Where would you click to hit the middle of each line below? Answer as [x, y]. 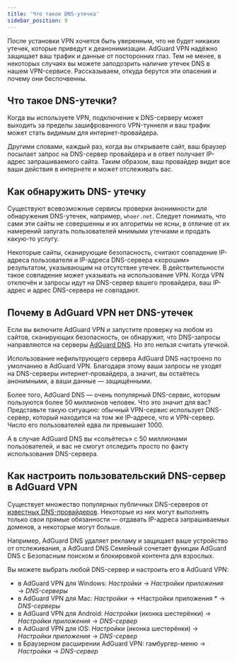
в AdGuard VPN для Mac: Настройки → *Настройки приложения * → [121, 598]
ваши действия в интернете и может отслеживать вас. [90, 169]
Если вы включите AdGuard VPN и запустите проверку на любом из [110, 329]
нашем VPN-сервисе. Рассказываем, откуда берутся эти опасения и [112, 71]
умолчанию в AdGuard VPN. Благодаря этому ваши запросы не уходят [115, 365]
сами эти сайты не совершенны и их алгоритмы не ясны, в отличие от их [118, 224]
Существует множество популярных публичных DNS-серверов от [108, 504]
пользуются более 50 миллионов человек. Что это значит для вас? [109, 402]
